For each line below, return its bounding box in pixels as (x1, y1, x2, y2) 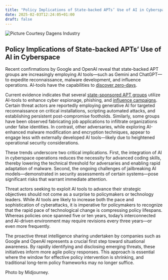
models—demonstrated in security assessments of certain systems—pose (5, 171, 158, 177)
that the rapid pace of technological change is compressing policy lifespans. (5, 207, 162, 213)
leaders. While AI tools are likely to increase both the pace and (5, 197, 134, 203)
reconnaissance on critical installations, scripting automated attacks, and (5, 108, 155, 114)
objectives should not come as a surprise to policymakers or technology (5, 191, 154, 197)
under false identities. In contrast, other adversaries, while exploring (5, 124, 146, 130)
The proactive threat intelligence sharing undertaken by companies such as (5, 233, 161, 239)
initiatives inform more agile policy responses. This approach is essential (5, 249, 155, 255)
